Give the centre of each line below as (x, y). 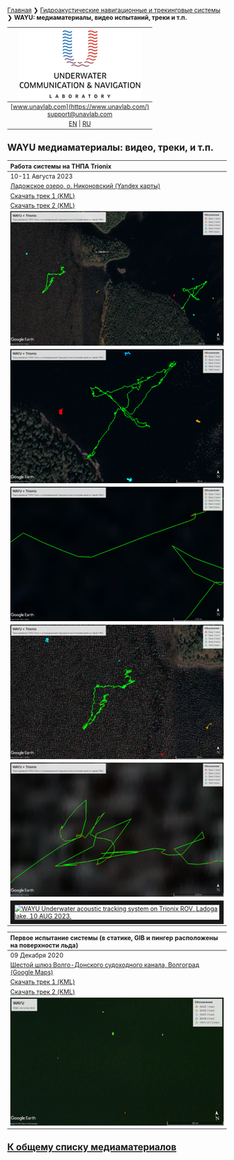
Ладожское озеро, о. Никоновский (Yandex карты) (85, 186)
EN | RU (80, 124)
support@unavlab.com (80, 113)
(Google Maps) (32, 972)
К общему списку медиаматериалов (92, 1147)
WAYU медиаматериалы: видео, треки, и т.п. (110, 147)
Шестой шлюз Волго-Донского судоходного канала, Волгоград (105, 965)
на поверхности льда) (44, 945)
